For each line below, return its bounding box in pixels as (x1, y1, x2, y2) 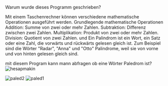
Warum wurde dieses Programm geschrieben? (5, 4, 101, 10)
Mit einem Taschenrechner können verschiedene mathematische (5, 14, 139, 19)
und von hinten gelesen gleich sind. (5, 51, 79, 57)
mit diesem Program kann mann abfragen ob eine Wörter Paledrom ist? (5, 61, 152, 66)
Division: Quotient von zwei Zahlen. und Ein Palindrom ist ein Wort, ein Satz (5, 35, 160, 41)
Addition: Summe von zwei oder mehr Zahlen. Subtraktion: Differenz (5, 24, 146, 30)
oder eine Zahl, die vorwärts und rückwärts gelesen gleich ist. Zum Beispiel (5, 40, 161, 46)
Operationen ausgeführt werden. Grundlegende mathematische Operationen (5, 19, 163, 25)
